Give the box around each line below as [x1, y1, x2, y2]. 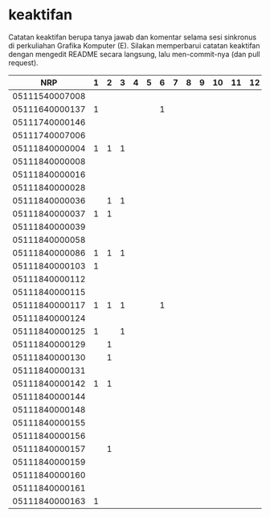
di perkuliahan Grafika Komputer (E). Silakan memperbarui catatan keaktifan [8, 40, 260, 50]
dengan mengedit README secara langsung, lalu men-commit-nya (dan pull [8, 49, 260, 59]
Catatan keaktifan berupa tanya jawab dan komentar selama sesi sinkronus [8, 32, 257, 42]
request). [8, 58, 39, 68]
